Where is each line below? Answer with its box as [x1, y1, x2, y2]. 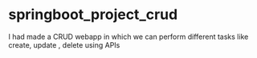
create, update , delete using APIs [8, 40, 120, 49]
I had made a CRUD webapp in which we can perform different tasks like [8, 32, 249, 41]
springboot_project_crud [8, 6, 178, 24]
